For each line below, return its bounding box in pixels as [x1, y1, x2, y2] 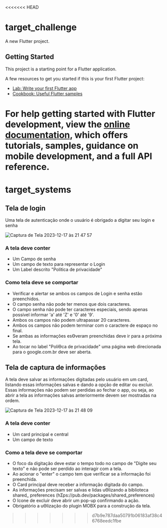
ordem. [5, 398, 20, 404]
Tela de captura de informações [5, 363, 106, 372]
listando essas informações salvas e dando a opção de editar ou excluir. [5, 382, 154, 388]
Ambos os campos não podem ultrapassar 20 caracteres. [12, 317, 131, 323]
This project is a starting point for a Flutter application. [5, 66, 117, 72]
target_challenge [5, 22, 77, 33]
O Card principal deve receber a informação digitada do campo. [12, 482, 144, 488]
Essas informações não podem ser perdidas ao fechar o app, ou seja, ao [5, 387, 154, 393]
